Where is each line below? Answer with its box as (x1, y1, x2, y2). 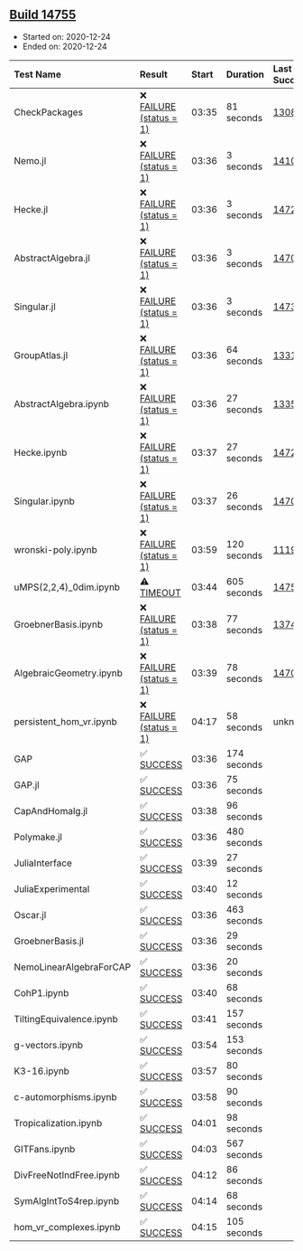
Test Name (14, 68, 61, 81)
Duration (225, 68, 264, 81)
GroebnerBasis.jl (14, 934, 84, 947)
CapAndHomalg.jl (14, 804, 88, 817)
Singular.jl (14, 300, 56, 313)
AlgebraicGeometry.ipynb (14, 667, 124, 679)
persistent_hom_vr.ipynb (14, 715, 117, 727)
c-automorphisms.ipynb (14, 1090, 117, 1103)
